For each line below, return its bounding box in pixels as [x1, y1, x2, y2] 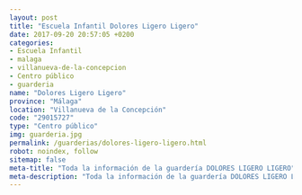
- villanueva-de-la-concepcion [9, 64, 127, 73]
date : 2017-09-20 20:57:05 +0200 [9, 30, 135, 39]
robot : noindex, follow [9, 146, 99, 155]
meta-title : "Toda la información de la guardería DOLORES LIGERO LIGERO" [9, 164, 296, 173]
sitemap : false [9, 155, 67, 164]
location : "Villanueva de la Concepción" [9, 105, 167, 114]
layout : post [9, 13, 58, 22]
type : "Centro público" [9, 122, 99, 131]
